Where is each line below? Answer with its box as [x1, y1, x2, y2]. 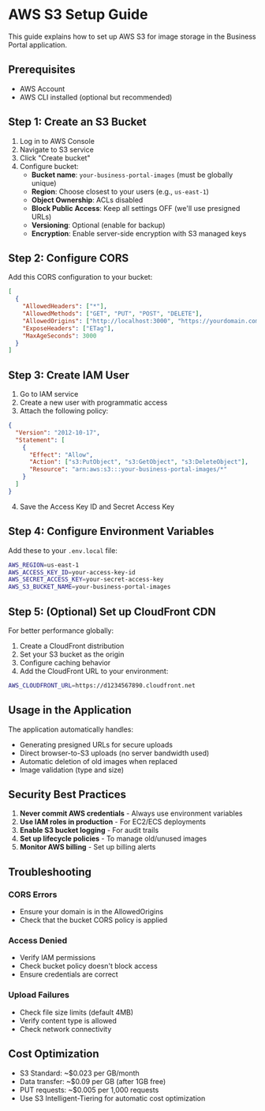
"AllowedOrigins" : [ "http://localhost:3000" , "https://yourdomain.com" [22, 317, 263, 325]
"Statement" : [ [15, 436, 65, 444]
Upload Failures [8, 989, 69, 1000]
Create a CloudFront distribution [19, 641, 125, 650]
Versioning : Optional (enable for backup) [31, 220, 166, 230]
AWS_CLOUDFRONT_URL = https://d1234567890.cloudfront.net [8, 681, 196, 689]
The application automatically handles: [8, 725, 134, 734]
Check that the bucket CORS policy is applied [19, 915, 168, 925]
